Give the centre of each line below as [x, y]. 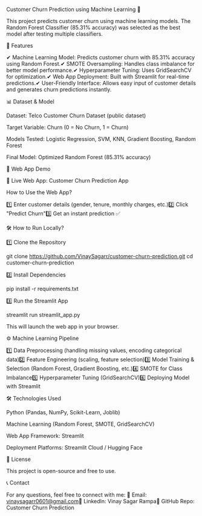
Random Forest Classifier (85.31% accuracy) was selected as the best [93, 28]
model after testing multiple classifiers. [54, 34]
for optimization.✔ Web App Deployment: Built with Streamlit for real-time [98, 77]
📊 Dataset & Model [30, 102]
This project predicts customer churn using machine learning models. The [99, 21]
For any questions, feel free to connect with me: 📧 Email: [77, 495]
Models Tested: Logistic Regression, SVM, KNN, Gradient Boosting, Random [101, 139]
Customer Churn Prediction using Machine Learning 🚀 [73, 9]
